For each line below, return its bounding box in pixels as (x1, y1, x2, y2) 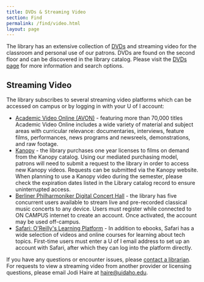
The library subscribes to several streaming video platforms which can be (6, 96, 192, 104)
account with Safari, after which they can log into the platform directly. (15, 244, 192, 251)
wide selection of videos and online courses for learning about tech (15, 231, 185, 239)
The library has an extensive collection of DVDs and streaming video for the (6, 43, 197, 50)
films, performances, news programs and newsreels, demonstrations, (15, 134, 191, 141)
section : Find (6, 15, 43, 21)
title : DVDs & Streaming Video (6, 9, 86, 15)
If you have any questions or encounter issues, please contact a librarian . (6, 256, 191, 263)
